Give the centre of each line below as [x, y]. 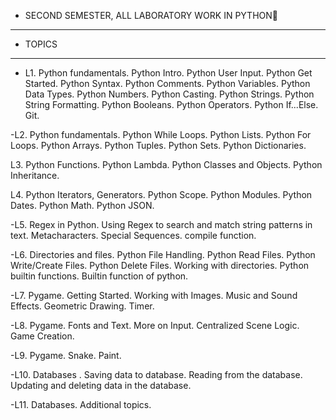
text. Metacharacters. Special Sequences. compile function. [133, 235]
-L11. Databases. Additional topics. [81, 404]
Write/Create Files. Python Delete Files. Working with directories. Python [160, 265]
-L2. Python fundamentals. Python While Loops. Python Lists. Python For [161, 134]
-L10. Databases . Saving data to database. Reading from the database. [156, 374]
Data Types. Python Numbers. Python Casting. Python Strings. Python [169, 94]
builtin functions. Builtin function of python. [99, 276]
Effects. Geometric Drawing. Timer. [82, 306]
